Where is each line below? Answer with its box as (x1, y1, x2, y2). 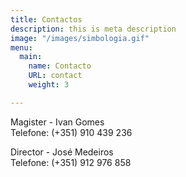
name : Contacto (28, 61, 92, 71)
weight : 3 (28, 80, 70, 90)
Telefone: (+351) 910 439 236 (10, 126, 133, 138)
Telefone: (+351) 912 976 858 (10, 156, 132, 168)
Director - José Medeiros (10, 146, 114, 158)
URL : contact (28, 71, 83, 81)
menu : (10, 42, 33, 53)
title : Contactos (10, 14, 83, 25)
